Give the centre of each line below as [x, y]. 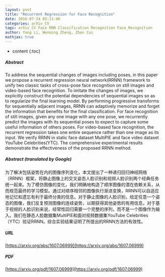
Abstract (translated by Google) [39, 159]
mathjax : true [20, 37]
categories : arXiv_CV [27, 23]
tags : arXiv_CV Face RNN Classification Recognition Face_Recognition [79, 28]
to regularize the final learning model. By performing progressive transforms [82, 101]
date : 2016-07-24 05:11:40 [33, 19]
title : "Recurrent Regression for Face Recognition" [60, 14]
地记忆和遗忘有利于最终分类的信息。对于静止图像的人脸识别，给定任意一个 [80, 197]
